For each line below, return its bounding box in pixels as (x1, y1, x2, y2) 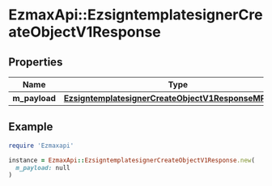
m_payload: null (15, 163, 70, 171)
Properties (8, 55, 63, 69)
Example (8, 120, 53, 134)
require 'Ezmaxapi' (8, 142, 74, 150)
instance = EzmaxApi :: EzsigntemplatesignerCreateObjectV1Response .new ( (8, 156, 255, 164)
